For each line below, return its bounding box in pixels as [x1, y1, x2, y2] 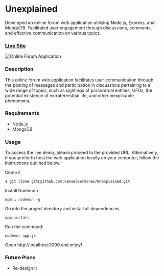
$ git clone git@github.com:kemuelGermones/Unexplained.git [5, 179, 131, 184]
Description [5, 66, 34, 73]
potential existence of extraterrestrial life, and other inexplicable [5, 92, 134, 99]
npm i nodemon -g [5, 197, 41, 202]
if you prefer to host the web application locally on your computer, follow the [5, 155, 159, 161]
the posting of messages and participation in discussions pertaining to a [5, 82, 151, 88]
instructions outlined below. [5, 160, 61, 166]
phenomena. [5, 98, 31, 103]
